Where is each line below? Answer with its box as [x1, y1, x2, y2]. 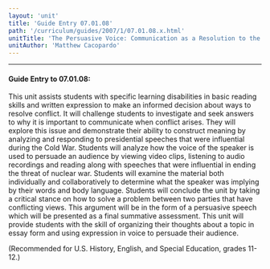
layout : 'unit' [8, 11, 59, 20]
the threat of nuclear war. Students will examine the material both [8, 169, 225, 178]
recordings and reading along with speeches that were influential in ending [8, 160, 256, 169]
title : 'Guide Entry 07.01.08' [8, 19, 113, 27]
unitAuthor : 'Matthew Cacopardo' [8, 42, 121, 50]
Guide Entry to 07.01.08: [8, 74, 91, 84]
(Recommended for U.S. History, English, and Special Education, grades [8, 244, 247, 254]
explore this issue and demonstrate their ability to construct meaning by [8, 126, 247, 136]
